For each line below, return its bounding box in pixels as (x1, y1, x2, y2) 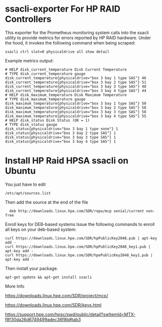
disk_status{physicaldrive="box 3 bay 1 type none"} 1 (5, 126, 118, 131)
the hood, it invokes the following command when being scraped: (5, 40, 136, 45)
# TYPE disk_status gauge (5, 122, 57, 127)
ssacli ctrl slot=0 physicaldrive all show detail (5, 49, 110, 54)
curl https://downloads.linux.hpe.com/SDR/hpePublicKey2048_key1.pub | (5, 253, 153, 257)
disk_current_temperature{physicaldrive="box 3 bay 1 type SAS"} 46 (5, 75, 146, 80)
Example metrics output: (5, 58, 54, 63)
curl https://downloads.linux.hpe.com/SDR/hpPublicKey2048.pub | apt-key (5, 236, 158, 240)
